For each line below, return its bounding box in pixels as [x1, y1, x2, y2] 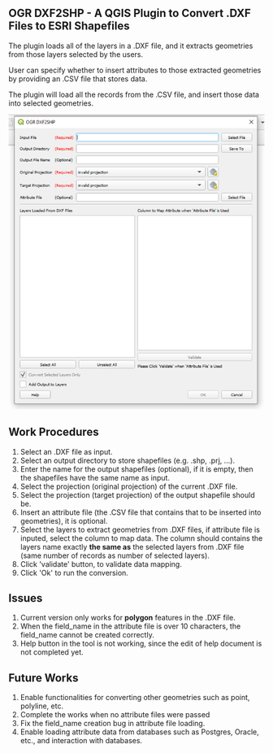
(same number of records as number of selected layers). [19, 551, 210, 560]
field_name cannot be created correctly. [19, 630, 154, 640]
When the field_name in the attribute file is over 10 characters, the [19, 621, 241, 631]
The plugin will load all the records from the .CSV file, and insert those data [8, 89, 260, 99]
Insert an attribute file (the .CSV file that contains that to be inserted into [19, 507, 262, 517]
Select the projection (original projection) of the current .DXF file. [19, 481, 238, 491]
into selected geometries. [8, 98, 94, 108]
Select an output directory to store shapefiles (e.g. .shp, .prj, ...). [19, 455, 236, 465]
